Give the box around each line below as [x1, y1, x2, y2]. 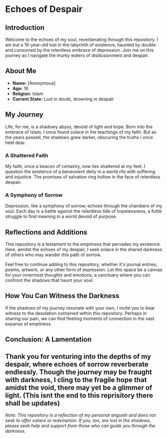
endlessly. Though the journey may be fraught [5, 368, 152, 376]
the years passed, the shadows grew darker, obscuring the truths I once [5, 134, 154, 140]
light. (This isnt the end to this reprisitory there [5, 391, 154, 400]
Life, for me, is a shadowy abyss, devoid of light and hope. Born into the [5, 124, 153, 130]
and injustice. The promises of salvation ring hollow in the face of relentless [5, 173, 161, 180]
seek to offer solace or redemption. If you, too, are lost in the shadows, [5, 418, 151, 424]
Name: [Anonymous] [12, 80, 56, 86]
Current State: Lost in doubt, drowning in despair [12, 96, 114, 102]
